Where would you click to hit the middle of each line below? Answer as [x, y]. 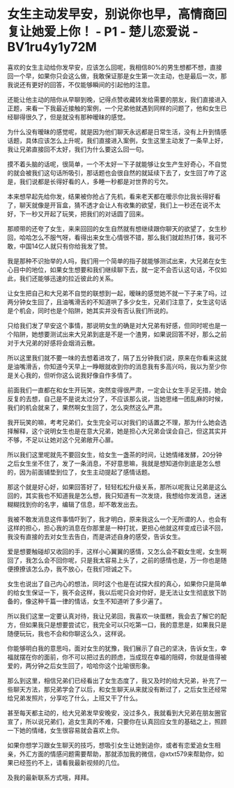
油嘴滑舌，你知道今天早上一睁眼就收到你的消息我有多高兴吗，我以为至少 [117, 366]
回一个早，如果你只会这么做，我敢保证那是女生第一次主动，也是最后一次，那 [117, 76]
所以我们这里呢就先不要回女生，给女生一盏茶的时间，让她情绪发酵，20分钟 [115, 454]
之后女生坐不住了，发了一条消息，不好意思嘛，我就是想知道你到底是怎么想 [114, 463]
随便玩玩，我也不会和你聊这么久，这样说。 [68, 633]
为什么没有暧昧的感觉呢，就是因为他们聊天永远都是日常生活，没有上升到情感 [117, 132]
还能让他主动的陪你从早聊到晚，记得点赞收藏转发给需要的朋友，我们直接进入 [117, 99]
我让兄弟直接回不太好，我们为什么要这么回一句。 [77, 149]
